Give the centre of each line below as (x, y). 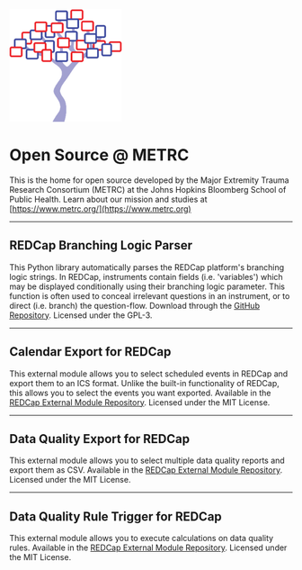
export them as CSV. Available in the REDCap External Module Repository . (146, 470)
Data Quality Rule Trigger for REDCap (115, 516)
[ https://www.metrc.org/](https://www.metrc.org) (100, 208)
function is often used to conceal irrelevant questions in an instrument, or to (150, 295)
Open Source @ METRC (99, 155)
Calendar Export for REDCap (90, 352)
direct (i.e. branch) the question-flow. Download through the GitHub (135, 305)
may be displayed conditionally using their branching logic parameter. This (147, 286)
